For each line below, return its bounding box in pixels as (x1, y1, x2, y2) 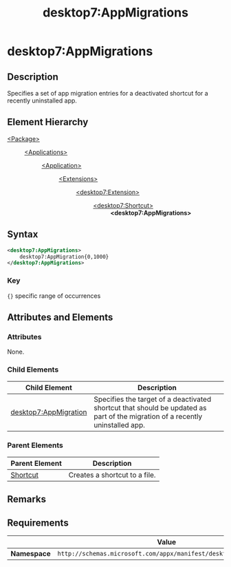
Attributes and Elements (7, 311, 113, 323)
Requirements (7, 517, 69, 528)
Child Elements (7, 365, 59, 374)
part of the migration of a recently (93, 411, 203, 421)
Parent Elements (7, 440, 63, 450)
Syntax (7, 228, 38, 240)
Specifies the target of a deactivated (93, 394, 212, 404)
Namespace (10, 549, 52, 559)
